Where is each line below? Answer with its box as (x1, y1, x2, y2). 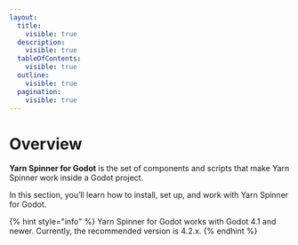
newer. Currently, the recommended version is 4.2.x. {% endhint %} (9, 225, 258, 236)
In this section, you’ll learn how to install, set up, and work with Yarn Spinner (9, 190, 289, 201)
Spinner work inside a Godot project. (9, 172, 144, 183)
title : (17, 21, 42, 30)
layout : (9, 12, 38, 22)
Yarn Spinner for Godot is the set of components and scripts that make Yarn (9, 163, 290, 174)
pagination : (17, 87, 62, 96)
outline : (17, 71, 50, 80)
